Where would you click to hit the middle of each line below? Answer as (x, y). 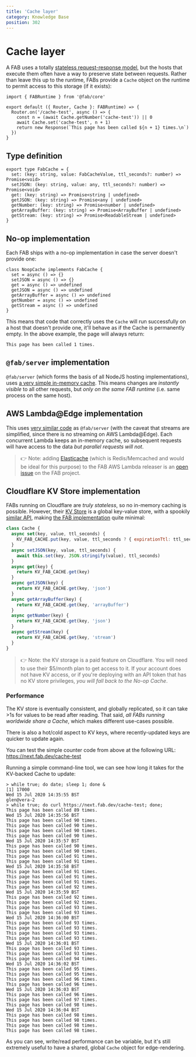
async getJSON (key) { (38, 583)
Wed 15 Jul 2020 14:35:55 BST (43, 795)
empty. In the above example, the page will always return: (75, 334)
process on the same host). (39, 395)
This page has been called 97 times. (52, 1000)
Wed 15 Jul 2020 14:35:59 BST (43, 892)
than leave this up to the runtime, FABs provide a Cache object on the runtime (98, 80)
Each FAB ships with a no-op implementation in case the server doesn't (92, 252)
